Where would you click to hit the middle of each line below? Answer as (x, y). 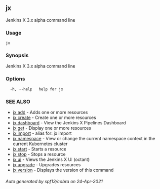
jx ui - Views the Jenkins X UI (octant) (51, 159)
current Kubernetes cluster (40, 144)
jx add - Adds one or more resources (50, 112)
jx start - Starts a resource (40, 149)
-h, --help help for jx (37, 89)
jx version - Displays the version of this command (63, 170)
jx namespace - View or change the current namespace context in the (84, 138)
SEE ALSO (18, 102)
